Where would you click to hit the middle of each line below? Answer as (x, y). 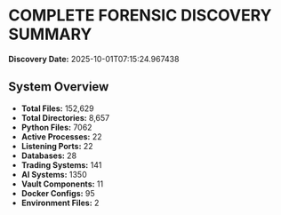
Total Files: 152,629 (57, 108)
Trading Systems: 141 (61, 164)
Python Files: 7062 (56, 127)
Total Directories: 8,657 (65, 117)
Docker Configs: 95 (58, 193)
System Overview (59, 87)
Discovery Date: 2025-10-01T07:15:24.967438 (94, 59)
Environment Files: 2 (60, 203)
